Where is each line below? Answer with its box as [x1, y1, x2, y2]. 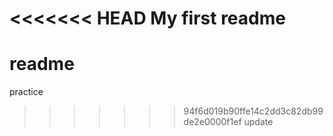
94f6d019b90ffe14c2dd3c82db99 [183, 105, 324, 117]
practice [9, 86, 44, 98]
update [243, 116, 274, 128]
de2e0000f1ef [183, 116, 242, 128]
